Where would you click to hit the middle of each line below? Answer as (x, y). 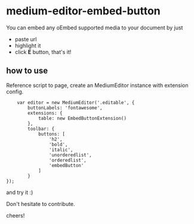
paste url (26, 39)
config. (15, 92)
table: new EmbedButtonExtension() (82, 118)
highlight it (28, 46)
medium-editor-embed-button (84, 11)
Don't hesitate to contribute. (41, 204)
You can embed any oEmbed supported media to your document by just (95, 28)
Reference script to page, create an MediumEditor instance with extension (98, 85)
